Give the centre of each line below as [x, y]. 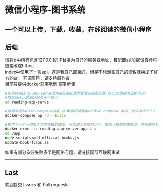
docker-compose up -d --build [36, 115]
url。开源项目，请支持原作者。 [44, 78]
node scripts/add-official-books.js [42, 138]
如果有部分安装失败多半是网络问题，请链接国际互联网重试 [62, 152]
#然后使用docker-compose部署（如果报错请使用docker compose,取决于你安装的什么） [81, 111]
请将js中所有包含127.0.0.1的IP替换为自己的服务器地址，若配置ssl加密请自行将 [81, 60]
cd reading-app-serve [27, 102]
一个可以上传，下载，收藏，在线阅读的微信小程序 [78, 29]
